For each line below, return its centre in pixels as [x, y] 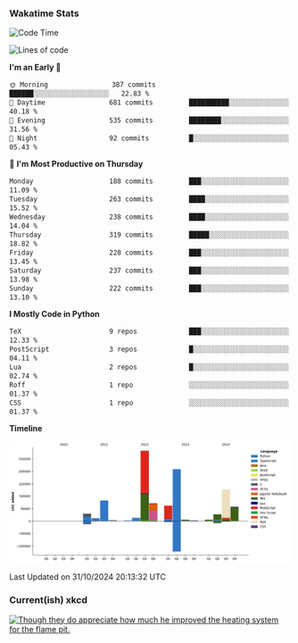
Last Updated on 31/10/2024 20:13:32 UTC [88, 577]
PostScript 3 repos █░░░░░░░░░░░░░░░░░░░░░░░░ [149, 350]
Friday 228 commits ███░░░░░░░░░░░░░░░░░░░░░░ [149, 253]
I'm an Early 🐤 [35, 67]
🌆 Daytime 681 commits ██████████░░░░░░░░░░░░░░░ [149, 103]
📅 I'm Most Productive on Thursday [76, 164]
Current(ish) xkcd [48, 600]
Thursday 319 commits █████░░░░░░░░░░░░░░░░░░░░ [149, 235]
